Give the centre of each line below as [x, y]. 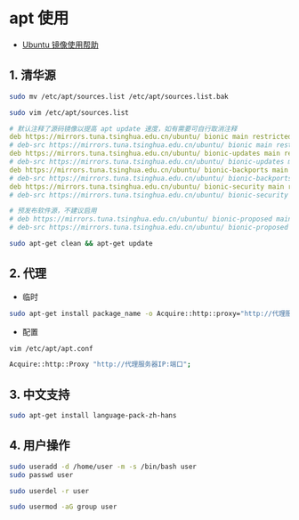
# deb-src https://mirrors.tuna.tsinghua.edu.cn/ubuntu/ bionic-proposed [149, 228]
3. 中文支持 [40, 394]
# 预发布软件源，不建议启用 [53, 211]
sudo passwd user [41, 475]
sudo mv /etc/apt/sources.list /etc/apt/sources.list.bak [119, 96]
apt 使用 [39, 18]
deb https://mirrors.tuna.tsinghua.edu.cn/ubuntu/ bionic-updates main [145, 154]
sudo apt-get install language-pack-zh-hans [93, 416]
